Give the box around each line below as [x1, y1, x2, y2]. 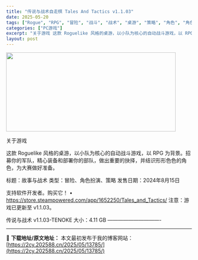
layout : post [6, 36, 38, 42]
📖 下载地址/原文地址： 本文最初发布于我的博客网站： [6, 235, 134, 241]
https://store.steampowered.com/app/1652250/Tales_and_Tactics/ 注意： [6, 196, 184, 204]
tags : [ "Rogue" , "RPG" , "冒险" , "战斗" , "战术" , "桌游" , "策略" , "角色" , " [6, 19, 186, 25]
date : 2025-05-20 [6, 14, 49, 20]
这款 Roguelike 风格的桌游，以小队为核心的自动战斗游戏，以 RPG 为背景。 [6, 149, 186, 156]
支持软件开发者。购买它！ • [6, 189, 72, 196]
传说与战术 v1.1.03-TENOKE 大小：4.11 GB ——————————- [6, 216, 162, 224]
